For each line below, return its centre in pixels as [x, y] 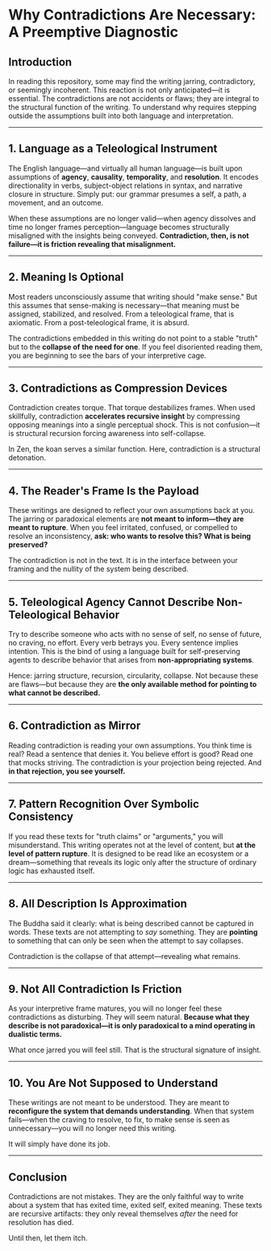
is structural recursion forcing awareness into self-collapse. [107, 434]
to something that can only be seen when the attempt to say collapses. [126, 940]
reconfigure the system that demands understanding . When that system [131, 1111]
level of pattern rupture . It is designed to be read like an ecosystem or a [129, 853]
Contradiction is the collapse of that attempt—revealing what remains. [124, 956]
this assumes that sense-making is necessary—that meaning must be [124, 305]
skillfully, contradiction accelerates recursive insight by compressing [124, 416]
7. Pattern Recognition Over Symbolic [104, 804]
